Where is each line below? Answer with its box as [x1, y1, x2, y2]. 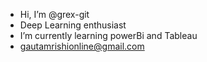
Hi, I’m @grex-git [19, 9, 90, 20]
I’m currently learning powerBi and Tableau [19, 30, 198, 41]
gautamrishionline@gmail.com [19, 40, 145, 52]
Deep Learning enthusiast [19, 19, 127, 31]
